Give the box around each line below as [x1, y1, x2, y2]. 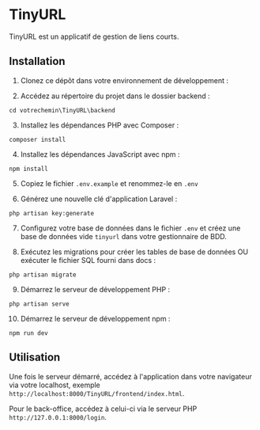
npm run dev [9, 329, 48, 337]
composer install [9, 135, 66, 143]
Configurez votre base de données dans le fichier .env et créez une [20, 223, 241, 233]
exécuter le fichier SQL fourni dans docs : [20, 255, 156, 264]
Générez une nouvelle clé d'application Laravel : [20, 194, 178, 204]
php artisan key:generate [9, 209, 94, 217]
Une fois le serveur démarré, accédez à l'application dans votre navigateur [9, 371, 252, 381]
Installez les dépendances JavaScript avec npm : [20, 149, 180, 159]
